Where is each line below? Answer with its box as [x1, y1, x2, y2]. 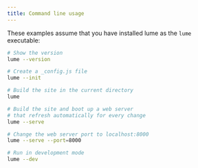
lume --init [7, 75, 41, 82]
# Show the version [7, 49, 63, 56]
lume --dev [7, 156, 38, 163]
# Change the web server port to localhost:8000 [7, 131, 149, 138]
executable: [7, 36, 41, 45]
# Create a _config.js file [7, 68, 88, 75]
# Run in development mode [7, 149, 85, 156]
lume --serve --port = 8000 [7, 137, 81, 144]
